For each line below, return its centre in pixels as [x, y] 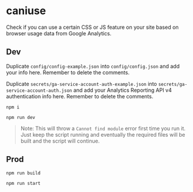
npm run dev [21, 117]
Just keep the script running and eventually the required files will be [103, 134]
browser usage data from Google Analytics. [59, 33]
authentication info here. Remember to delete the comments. [80, 96]
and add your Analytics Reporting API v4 [123, 90]
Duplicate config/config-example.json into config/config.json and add [93, 66]
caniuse [26, 11]
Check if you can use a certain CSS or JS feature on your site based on [92, 27]
